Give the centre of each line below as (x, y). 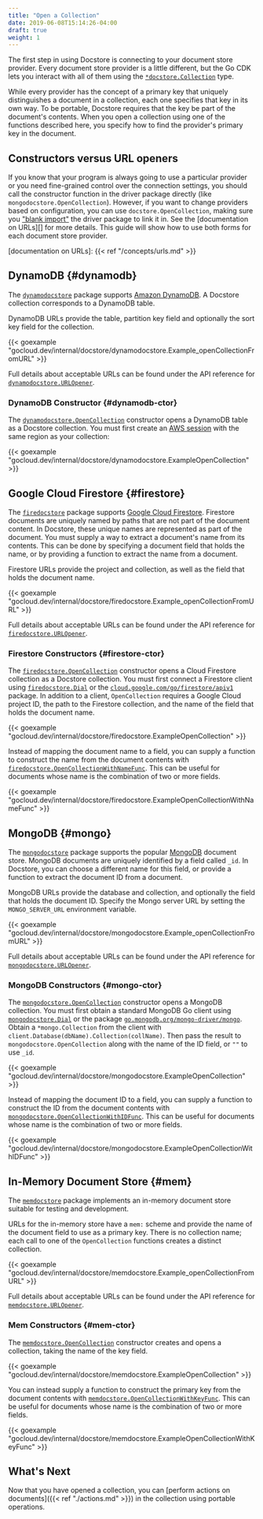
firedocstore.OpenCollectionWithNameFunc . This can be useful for (114, 768)
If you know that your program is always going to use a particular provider (128, 177)
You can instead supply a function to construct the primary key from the (124, 1389)
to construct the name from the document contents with (99, 759)
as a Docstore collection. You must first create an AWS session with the (124, 428)
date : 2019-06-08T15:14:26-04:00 (63, 23)
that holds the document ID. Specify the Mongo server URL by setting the (127, 901)
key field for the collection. (51, 327)
